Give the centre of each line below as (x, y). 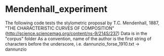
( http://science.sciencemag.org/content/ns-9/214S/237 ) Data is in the (76, 33)
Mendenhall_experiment (56, 9)
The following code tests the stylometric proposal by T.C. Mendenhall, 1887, (82, 23)
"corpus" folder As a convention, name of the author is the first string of (78, 39)
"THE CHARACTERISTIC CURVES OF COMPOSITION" (60, 28)
